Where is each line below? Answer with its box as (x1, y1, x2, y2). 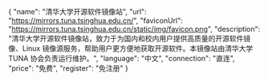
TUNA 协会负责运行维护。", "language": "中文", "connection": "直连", (8, 54, 235, 63)
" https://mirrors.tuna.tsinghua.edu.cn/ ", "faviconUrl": (8, 16, 183, 25)
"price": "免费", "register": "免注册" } (8, 64, 128, 73)
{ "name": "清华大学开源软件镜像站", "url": (8, 7, 147, 16)
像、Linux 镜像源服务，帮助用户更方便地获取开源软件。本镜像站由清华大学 (8, 44, 254, 53)
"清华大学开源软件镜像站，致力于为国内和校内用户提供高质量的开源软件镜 (8, 34, 251, 43)
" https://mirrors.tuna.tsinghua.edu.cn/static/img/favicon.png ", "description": (8, 25, 261, 33)
